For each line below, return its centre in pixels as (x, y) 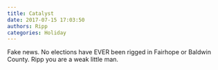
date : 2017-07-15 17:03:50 (46, 20)
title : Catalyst (30, 13)
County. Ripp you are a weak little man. (63, 60)
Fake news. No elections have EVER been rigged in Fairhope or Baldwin (109, 52)
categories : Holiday (37, 33)
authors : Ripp (28, 26)
